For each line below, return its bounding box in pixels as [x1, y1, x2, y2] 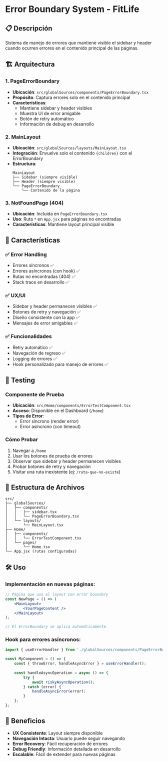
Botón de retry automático [19, 115, 74, 121]
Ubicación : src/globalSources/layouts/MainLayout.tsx [12, 144, 126, 150]
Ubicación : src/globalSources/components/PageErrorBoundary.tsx [12, 89, 149, 95]
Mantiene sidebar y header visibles [19, 105, 92, 111]
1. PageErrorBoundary [5, 77, 60, 84]
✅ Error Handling [5, 251, 47, 258]
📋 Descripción [5, 24, 52, 32]
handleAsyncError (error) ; [31, 689, 86, 694]
